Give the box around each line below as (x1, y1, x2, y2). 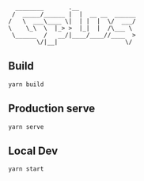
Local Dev (8, 145, 59, 158)
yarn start (8, 165, 44, 173)
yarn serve (8, 123, 44, 130)
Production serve (8, 102, 96, 115)
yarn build (8, 80, 44, 89)
